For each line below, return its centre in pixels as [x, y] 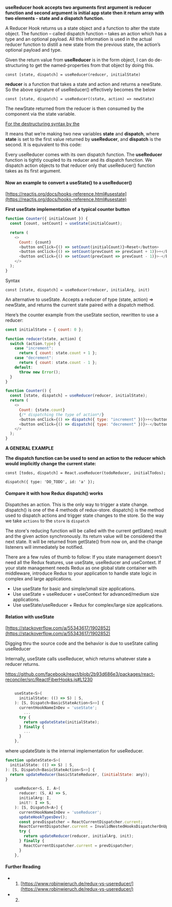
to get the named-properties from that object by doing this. [92, 65]
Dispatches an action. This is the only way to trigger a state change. [77, 505]
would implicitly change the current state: [51, 464]
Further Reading [23, 867]
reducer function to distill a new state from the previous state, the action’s [83, 45]
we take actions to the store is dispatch [47, 521]
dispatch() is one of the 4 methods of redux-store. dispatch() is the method [84, 510]
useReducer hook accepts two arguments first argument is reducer [79, 7]
